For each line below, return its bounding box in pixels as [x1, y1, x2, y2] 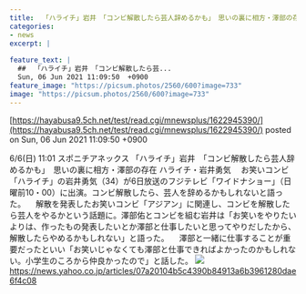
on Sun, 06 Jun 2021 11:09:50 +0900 [9, 134, 148, 145]
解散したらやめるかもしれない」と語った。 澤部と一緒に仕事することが [9, 232, 283, 243]
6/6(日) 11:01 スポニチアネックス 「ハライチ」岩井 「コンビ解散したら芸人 [9, 152, 287, 164]
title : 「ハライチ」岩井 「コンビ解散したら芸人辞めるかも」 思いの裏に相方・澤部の [9, 13, 293, 23]
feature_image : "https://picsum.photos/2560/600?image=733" [9, 81, 243, 90]
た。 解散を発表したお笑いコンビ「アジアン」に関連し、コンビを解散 [9, 198, 275, 209]
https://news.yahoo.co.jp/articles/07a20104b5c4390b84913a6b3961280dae [9, 265, 297, 276]
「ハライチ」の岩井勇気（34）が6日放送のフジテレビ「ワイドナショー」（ [9, 175, 284, 187]
